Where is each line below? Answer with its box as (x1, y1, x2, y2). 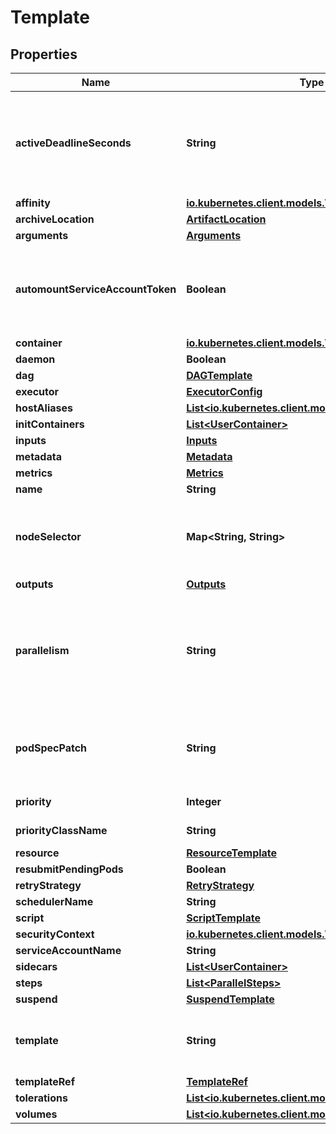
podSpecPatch (15, 741, 88, 755)
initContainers (15, 417, 85, 431)
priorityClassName (15, 824, 108, 837)
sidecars (15, 960, 58, 973)
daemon (15, 352, 56, 366)
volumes (15, 1107, 58, 1121)
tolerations (15, 1091, 68, 1105)
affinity (15, 196, 51, 210)
